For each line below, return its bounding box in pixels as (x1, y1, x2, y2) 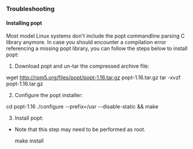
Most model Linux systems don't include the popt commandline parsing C (6, 32, 185, 39)
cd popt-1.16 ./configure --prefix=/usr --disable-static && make (6, 103, 159, 110)
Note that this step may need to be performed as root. (14, 126, 146, 133)
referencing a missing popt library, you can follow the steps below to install (6, 45, 188, 52)
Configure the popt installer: (14, 92, 84, 99)
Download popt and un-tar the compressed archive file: (14, 62, 149, 69)
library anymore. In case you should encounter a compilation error (6, 39, 167, 46)
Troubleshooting (6, 5, 55, 13)
